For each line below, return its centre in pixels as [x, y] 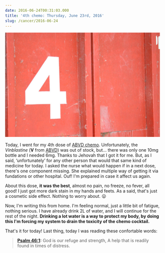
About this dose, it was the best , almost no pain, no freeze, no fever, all [77, 186]
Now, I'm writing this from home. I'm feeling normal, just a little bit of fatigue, [82, 206]
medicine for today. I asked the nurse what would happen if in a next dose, [81, 166]
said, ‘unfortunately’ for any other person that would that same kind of [76, 160]
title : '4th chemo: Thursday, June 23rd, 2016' [55, 16]
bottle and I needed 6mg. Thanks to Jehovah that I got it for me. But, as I [79, 155]
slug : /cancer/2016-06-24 [31, 21]
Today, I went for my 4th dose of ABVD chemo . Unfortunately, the [71, 145]
